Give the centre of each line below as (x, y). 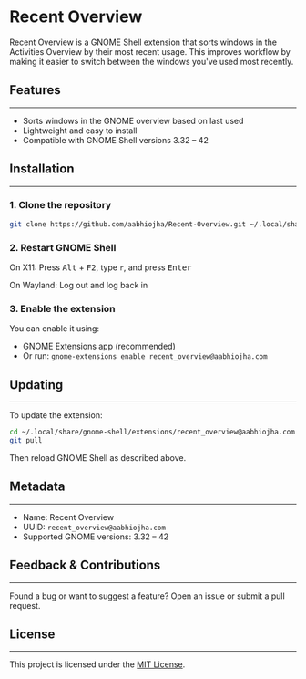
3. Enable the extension (62, 308)
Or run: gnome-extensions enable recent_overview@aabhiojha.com (145, 356)
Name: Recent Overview (68, 517)
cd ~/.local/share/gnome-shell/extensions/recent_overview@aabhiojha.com (153, 432)
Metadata (37, 487)
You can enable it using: (55, 329)
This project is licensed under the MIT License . (97, 664)
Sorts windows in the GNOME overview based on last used (133, 120)
